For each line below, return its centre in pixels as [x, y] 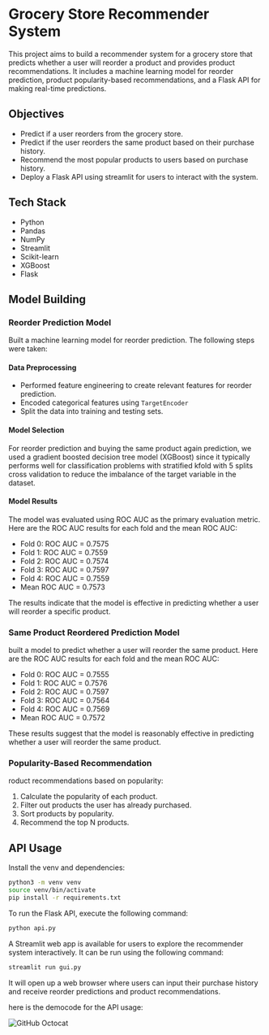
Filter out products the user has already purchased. [106, 805]
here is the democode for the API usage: [76, 1007]
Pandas [33, 230]
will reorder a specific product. [60, 611]
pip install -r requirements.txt [65, 898]
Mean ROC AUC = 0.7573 [62, 587]
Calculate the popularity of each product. [89, 797]
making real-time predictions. [58, 88]
